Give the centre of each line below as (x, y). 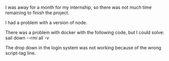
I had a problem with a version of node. (46, 23)
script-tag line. (21, 53)
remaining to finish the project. (37, 13)
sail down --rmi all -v (27, 38)
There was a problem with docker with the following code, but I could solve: (85, 32)
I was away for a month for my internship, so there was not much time (78, 7)
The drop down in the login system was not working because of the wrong (83, 48)
